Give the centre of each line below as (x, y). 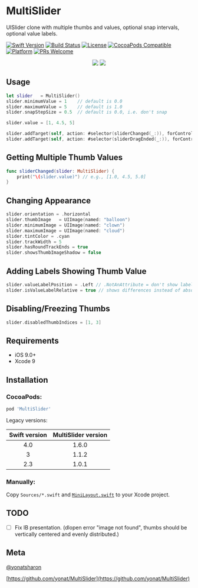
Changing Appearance (49, 200)
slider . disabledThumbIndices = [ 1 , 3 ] (54, 322)
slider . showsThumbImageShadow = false (54, 253)
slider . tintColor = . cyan (38, 236)
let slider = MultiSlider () (43, 96)
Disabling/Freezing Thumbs (58, 309)
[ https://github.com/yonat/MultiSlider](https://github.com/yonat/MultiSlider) (98, 579)
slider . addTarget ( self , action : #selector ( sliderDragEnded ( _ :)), (88, 139)
